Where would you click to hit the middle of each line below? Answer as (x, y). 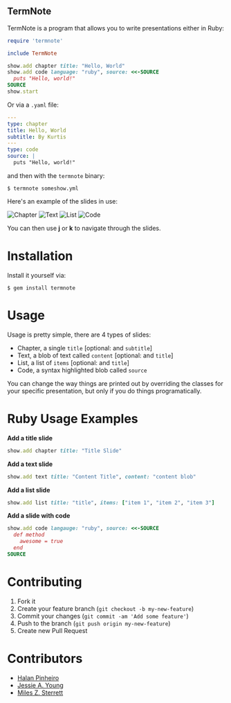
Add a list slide (29, 490)
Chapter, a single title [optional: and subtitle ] (85, 348)
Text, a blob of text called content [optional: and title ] (95, 355)
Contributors (45, 658)
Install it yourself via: (37, 275)
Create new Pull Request (52, 630)
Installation (40, 256)
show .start (23, 92)
